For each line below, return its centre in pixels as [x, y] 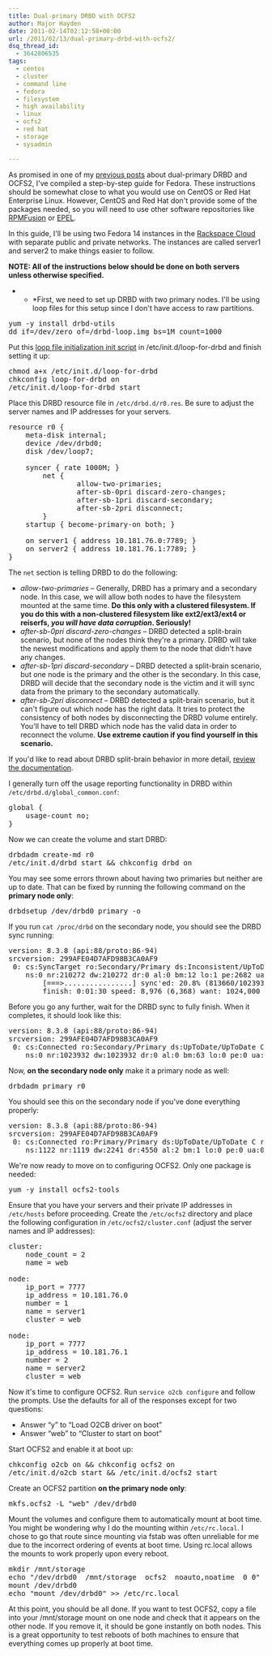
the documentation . [41, 767]
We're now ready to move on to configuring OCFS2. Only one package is [130, 1165]
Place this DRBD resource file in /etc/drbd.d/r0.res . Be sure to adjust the [131, 403]
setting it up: [29, 356]
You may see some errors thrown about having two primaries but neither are [136, 878]
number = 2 [47, 1360]
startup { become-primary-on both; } [100, 524]
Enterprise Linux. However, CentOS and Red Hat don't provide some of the [133, 201]
